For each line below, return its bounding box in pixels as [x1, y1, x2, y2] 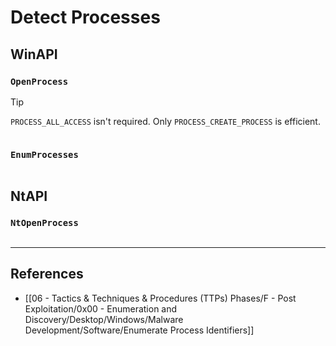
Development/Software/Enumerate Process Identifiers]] [24, 324, 255, 336]
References [10, 266, 84, 283]
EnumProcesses [10, 149, 79, 160]
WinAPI [10, 46, 58, 63]
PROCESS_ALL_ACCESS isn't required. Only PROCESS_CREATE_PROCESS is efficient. [10, 115, 321, 127]
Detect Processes [10, 6, 161, 29]
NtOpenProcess [10, 217, 79, 229]
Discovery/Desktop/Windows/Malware [24, 313, 184, 325]
